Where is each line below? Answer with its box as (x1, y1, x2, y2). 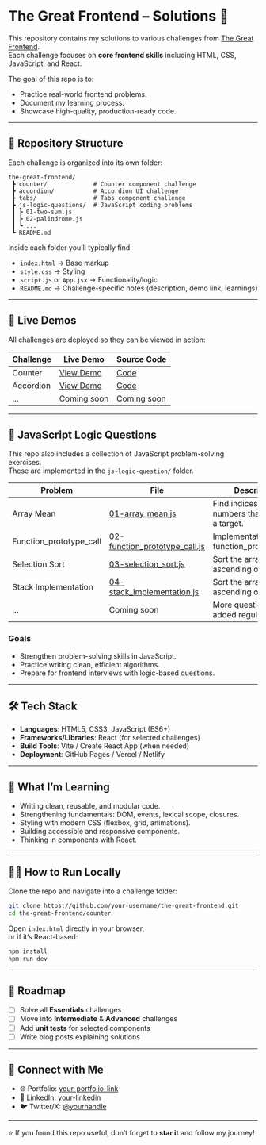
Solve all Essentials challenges (19, 1005, 122, 1015)
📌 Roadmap (8, 984, 66, 997)
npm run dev (8, 955, 47, 962)
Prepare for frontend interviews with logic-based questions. (19, 668, 215, 678)
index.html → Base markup (19, 258, 109, 267)
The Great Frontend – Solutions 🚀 (8, 7, 230, 25)
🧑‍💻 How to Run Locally (8, 865, 121, 879)
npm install (8, 947, 47, 955)
